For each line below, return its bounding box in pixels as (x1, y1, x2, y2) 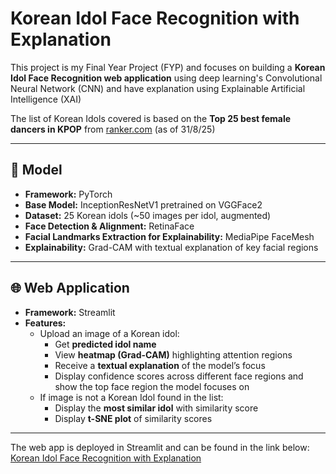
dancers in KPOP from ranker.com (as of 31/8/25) (10, 123, 216, 135)
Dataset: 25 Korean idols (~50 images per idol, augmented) (24, 209, 272, 221)
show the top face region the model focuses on (54, 380, 250, 392)
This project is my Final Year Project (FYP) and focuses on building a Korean (10, 61, 326, 73)
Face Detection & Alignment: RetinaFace (24, 220, 195, 232)
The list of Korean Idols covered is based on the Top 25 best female (10, 112, 292, 124)
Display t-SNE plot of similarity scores (54, 412, 213, 424)
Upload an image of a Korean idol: (39, 327, 180, 339)
